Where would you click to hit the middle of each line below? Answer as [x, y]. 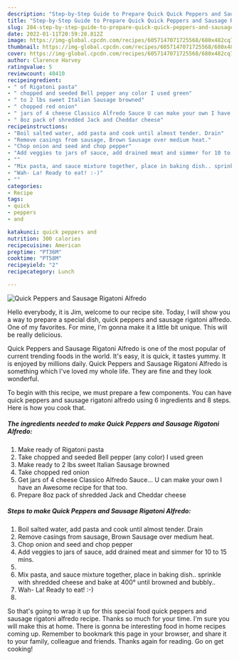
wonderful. [23, 379]
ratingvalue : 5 [30, 67]
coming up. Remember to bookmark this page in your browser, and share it [117, 634]
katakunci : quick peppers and [52, 232]
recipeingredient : [34, 80]
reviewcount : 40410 [36, 73]
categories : [25, 186]
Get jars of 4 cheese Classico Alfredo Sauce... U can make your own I [120, 480]
